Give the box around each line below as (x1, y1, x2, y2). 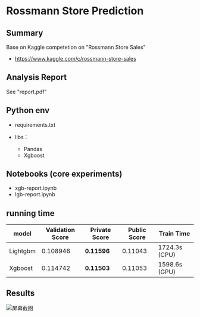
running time (6, 208, 55, 218)
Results (6, 288, 35, 298)
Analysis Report (6, 73, 67, 83)
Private (90, 226, 111, 234)
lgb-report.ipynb (14, 191, 55, 198)
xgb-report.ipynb (14, 184, 57, 192)
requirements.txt (14, 121, 56, 128)
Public (127, 226, 147, 234)
